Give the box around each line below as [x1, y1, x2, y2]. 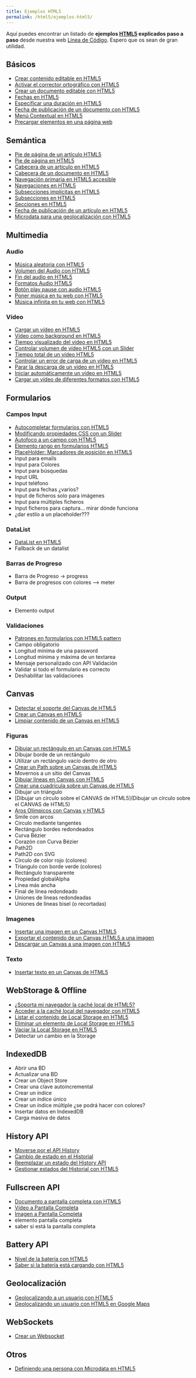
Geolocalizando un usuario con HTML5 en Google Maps [14, 1300, 150, 1307]
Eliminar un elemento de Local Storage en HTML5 [14, 1019, 135, 1027]
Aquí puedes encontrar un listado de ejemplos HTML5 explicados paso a [6, 30, 184, 37]
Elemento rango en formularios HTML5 [14, 442, 109, 449]
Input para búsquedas [14, 467, 68, 474]
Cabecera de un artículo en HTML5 [14, 163, 100, 170]
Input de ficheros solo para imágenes [14, 492, 105, 499]
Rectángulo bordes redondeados [14, 826, 94, 833]
